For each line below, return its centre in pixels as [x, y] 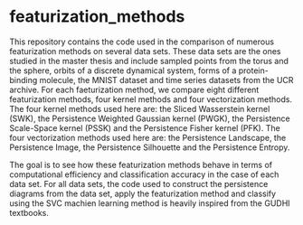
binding [24, 80]
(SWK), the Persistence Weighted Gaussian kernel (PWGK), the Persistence [150, 118]
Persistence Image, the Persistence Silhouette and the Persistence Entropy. [150, 147]
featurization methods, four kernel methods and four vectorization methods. [151, 99]
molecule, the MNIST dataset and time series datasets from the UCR [166, 80]
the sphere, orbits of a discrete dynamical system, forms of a [123, 70]
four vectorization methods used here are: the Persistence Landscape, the [148, 137]
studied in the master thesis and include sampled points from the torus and [149, 61]
